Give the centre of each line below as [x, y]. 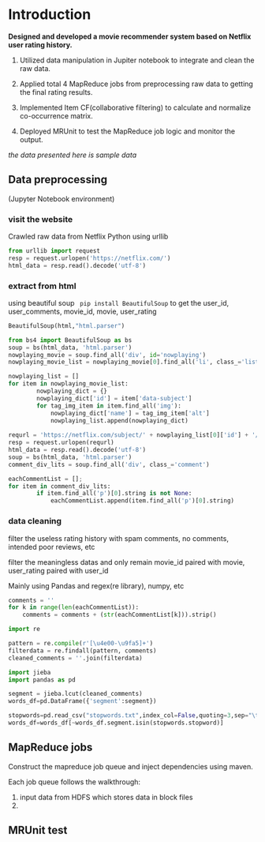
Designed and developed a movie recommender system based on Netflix [130, 36]
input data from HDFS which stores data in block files [106, 797]
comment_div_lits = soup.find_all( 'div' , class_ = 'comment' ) [109, 464]
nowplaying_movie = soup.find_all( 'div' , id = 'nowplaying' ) [107, 355]
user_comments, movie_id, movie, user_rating [82, 311]
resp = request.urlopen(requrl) [61, 443]
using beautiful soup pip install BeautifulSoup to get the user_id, [119, 303]
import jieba [30, 672]
